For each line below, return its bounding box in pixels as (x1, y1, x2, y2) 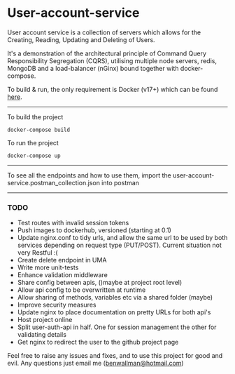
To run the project (7, 138, 59, 147)
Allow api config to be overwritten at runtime (17, 286, 146, 294)
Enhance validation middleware (17, 271, 108, 279)
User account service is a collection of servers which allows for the (7, 28, 201, 36)
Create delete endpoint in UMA (17, 256, 107, 265)
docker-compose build (7, 126, 71, 133)
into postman (101, 178, 140, 187)
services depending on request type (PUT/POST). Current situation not (17, 241, 222, 250)
